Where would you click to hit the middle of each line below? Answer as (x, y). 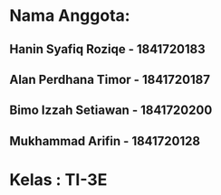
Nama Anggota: (70, 16)
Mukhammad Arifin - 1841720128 (105, 141)
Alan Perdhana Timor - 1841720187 (110, 79)
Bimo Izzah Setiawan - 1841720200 (111, 111)
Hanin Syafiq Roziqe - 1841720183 (107, 49)
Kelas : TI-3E (58, 179)
